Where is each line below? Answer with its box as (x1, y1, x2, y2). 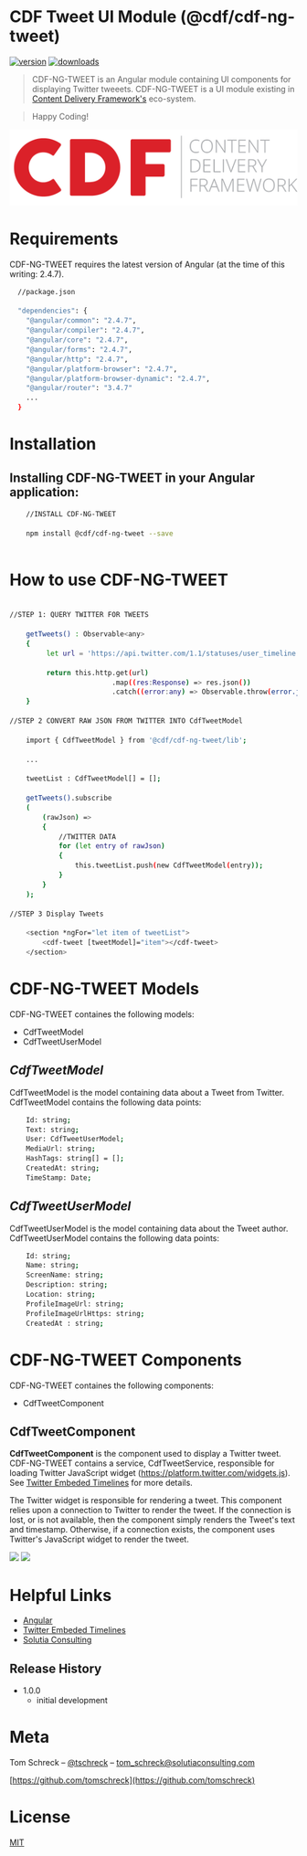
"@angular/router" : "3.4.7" (26, 384, 132, 393)
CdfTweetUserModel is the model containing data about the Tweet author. (9, 1223, 289, 1234)
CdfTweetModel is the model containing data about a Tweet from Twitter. (9, 1087, 285, 1098)
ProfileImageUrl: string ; (26, 1299, 125, 1309)
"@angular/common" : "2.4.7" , (26, 316, 137, 325)
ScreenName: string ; (26, 1270, 104, 1280)
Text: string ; (26, 1125, 79, 1134)
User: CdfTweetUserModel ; (26, 1135, 125, 1144)
